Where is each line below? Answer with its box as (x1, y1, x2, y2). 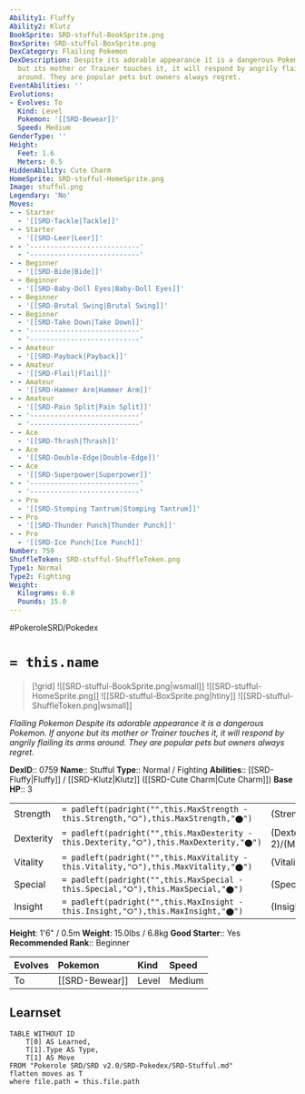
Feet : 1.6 (17, 148, 54, 157)
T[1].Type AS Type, (25, 1045, 100, 1054)
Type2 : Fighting (9, 572, 71, 581)
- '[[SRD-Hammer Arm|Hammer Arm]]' (17, 386, 152, 395)
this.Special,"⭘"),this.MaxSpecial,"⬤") (62, 884, 243, 894)
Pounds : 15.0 (17, 597, 67, 606)
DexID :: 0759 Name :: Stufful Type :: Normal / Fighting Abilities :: (9, 764, 247, 775)
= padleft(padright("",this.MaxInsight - (62, 896, 243, 907)
